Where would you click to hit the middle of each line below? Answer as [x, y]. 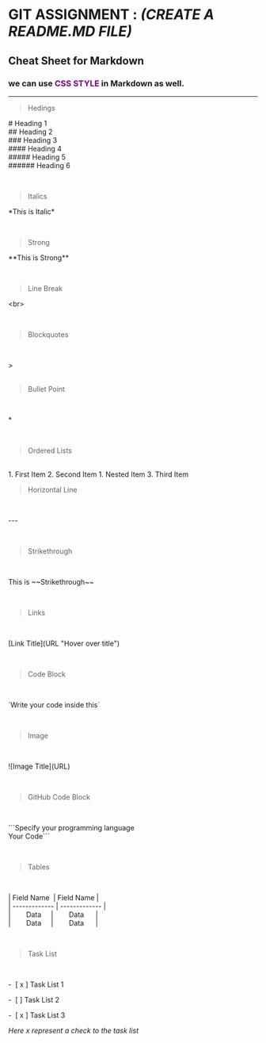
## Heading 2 [30, 132]
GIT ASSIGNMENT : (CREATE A [111, 15]
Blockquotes [48, 334]
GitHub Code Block [59, 797]
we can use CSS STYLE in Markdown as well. [96, 83]
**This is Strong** [39, 257]
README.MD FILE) [70, 31]
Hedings [41, 108]
